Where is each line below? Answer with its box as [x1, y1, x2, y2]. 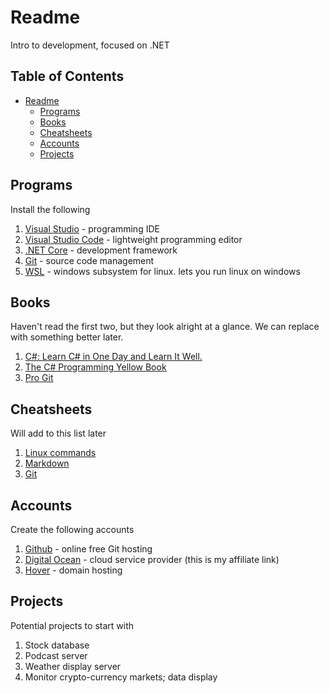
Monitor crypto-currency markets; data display [24, 671, 218, 683]
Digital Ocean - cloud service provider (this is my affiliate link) [24, 554, 280, 565]
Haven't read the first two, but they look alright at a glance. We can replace [10, 321, 320, 333]
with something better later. [10, 331, 124, 343]
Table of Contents [10, 68, 125, 85]
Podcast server [24, 649, 88, 661]
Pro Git [24, 372, 54, 384]
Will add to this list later [10, 427, 107, 440]
